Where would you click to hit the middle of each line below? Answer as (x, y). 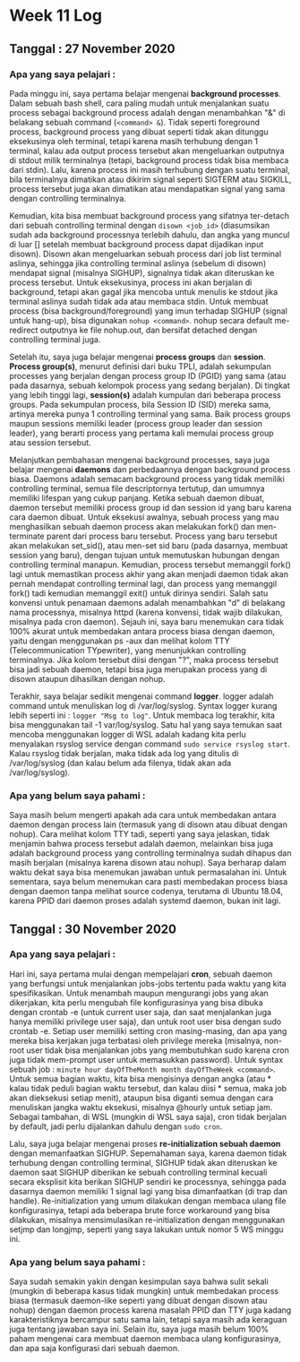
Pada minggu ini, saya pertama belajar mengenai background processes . (146, 93)
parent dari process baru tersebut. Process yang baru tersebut (162, 536)
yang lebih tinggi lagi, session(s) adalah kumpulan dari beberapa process (145, 394)
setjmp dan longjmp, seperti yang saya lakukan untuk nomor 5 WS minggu (146, 1229)
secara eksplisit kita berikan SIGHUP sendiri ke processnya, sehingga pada (148, 1181)
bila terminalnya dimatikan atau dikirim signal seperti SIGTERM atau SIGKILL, (150, 179)
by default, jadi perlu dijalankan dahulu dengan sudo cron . (116, 1126)
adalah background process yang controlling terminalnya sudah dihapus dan (150, 853)
